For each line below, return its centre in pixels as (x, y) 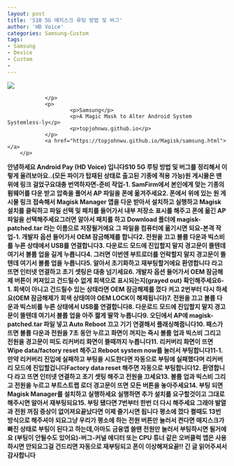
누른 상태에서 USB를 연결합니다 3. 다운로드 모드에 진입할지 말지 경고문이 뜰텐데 (120, 245)
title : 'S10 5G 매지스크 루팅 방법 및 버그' (65, 20)
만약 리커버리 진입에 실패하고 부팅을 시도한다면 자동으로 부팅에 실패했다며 (106, 359)
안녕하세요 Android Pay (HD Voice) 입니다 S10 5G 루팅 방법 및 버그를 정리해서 (114, 167)
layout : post (26, 14)
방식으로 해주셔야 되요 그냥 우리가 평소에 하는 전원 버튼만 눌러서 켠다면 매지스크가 (116, 420)
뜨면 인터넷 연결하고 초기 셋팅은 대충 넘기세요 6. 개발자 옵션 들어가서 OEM (106, 271)
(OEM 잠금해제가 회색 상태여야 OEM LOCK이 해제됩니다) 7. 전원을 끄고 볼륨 (114, 298)
